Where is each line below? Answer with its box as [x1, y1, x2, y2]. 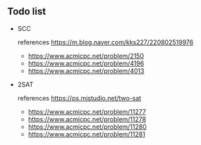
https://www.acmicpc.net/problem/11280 [28, 122, 147, 131]
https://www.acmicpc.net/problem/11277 [28, 107, 147, 115]
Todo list [7, 6, 47, 18]
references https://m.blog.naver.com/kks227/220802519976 [17, 38, 194, 46]
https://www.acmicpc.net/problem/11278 [28, 115, 147, 123]
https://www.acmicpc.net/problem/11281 [28, 130, 146, 138]
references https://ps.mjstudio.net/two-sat [17, 94, 142, 102]
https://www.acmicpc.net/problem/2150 [28, 51, 145, 60]
